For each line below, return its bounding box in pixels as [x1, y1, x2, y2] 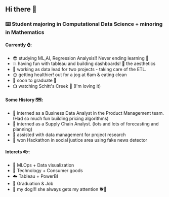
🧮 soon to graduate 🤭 [12, 77, 57, 83]
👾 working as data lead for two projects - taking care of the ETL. [12, 66, 147, 72]
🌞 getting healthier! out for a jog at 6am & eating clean [12, 72, 128, 78]
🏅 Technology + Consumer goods [12, 167, 83, 173]
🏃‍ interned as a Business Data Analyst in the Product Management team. [12, 110, 164, 116]
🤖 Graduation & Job [12, 180, 54, 186]
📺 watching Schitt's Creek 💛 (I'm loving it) [12, 83, 101, 89]
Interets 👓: [5, 149, 30, 155]
